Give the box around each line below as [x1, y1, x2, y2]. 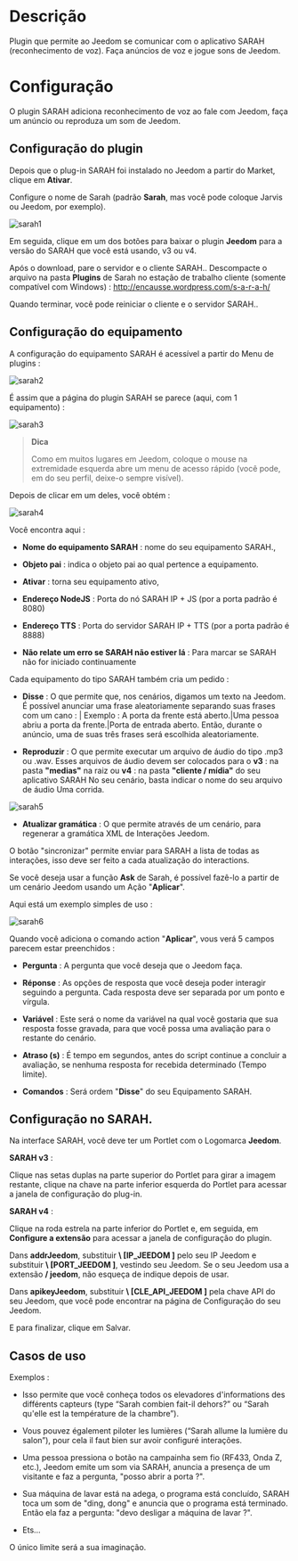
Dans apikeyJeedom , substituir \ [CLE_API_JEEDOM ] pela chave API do [9, 1286, 276, 1297]
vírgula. [21, 996, 51, 1006]
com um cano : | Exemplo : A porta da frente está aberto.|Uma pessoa [21, 710, 279, 720]
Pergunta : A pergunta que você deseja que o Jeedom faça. [21, 960, 243, 971]
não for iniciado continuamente [21, 656, 137, 667]
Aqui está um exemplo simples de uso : [9, 899, 153, 909]
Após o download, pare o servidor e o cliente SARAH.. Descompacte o [9, 262, 268, 273]
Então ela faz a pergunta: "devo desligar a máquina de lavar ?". [21, 1508, 254, 1518]
